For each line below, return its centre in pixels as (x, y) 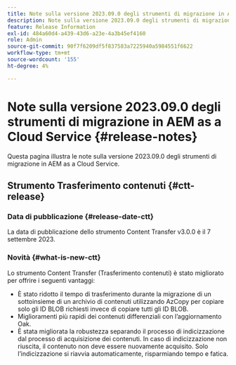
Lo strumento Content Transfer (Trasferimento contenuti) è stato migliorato (116, 273)
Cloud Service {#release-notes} (103, 137)
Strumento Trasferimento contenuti (87, 186)
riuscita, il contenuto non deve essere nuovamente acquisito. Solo (113, 346)
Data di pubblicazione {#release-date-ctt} (81, 216)
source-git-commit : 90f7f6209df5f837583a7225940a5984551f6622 (100, 46)
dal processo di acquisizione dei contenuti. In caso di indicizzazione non (122, 338)
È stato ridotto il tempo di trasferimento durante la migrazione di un (114, 294)
